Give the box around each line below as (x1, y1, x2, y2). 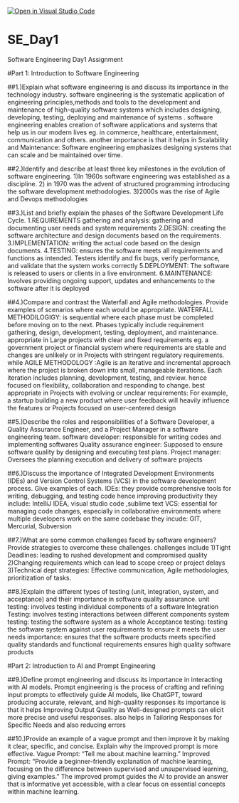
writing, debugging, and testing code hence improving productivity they (7, 491, 218, 500)
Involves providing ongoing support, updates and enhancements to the (7, 276, 216, 284)
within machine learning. (7, 787, 80, 796)
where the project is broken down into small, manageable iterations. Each (7, 366, 223, 374)
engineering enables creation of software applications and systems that (7, 120, 218, 129)
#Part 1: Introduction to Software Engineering (7, 68, 139, 78)
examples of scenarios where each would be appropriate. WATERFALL (7, 305, 214, 314)
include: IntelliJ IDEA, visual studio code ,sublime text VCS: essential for (7, 499, 218, 508)
